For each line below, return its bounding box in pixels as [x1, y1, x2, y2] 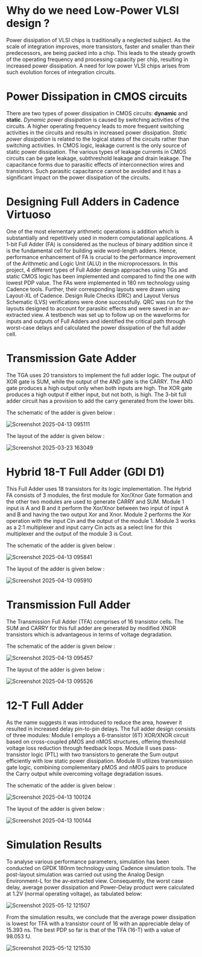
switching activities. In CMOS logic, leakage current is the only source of [6, 141, 187, 149]
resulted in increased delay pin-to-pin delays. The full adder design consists [6, 725, 196, 732]
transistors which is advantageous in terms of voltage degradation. [6, 630, 173, 638]
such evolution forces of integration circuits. [6, 68, 116, 75]
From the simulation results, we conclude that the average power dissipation [6, 913, 196, 921]
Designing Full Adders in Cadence [6, 195, 180, 209]
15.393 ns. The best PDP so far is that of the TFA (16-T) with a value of [6, 926, 181, 933]
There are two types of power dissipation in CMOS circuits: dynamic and [6, 109, 188, 117]
